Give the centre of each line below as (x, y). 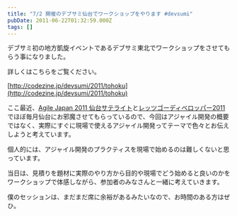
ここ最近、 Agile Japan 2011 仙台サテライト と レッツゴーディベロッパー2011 (116, 108)
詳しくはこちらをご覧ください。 (54, 72)
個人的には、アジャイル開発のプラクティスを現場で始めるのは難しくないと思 (118, 150)
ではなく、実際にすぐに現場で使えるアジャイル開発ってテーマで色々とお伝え (118, 126)
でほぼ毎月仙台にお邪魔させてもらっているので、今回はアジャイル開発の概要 (118, 116)
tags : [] (20, 27)
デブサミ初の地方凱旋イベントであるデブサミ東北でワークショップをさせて (116, 48)
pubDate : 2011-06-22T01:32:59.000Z (60, 20)
